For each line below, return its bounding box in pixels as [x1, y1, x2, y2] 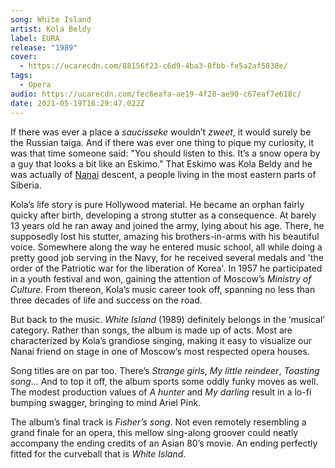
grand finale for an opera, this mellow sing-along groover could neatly [10, 426, 299, 438]
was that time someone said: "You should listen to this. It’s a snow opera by [10, 147, 321, 159]
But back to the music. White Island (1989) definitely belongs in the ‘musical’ [10, 313, 326, 325]
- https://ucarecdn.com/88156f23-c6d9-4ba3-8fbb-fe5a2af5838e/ [19, 61, 288, 71]
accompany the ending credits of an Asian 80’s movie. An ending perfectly [10, 437, 318, 449]
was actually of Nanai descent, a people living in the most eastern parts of [10, 168, 317, 180]
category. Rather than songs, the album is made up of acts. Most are [10, 324, 293, 336]
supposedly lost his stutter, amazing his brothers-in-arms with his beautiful [10, 230, 320, 242]
